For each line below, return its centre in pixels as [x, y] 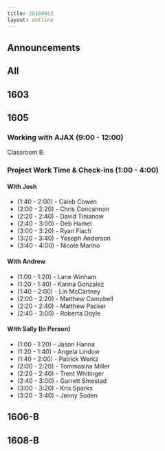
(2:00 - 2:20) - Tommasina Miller [63, 366]
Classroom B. [26, 153]
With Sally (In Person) [39, 329]
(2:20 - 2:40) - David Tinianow [60, 217]
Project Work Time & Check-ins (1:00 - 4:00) [83, 170]
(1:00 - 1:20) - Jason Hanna [56, 344]
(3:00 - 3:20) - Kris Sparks [55, 388]
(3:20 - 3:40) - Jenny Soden [57, 395]
